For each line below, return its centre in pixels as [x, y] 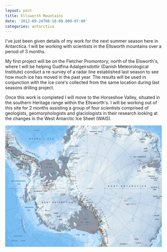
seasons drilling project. [30, 88]
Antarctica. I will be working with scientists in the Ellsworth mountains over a [83, 46]
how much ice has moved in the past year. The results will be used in [76, 77]
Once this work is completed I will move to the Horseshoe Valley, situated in [83, 98]
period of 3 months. [25, 52]
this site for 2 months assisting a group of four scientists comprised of [77, 108]
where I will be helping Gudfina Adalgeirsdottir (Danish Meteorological [77, 67]
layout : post [19, 10]
